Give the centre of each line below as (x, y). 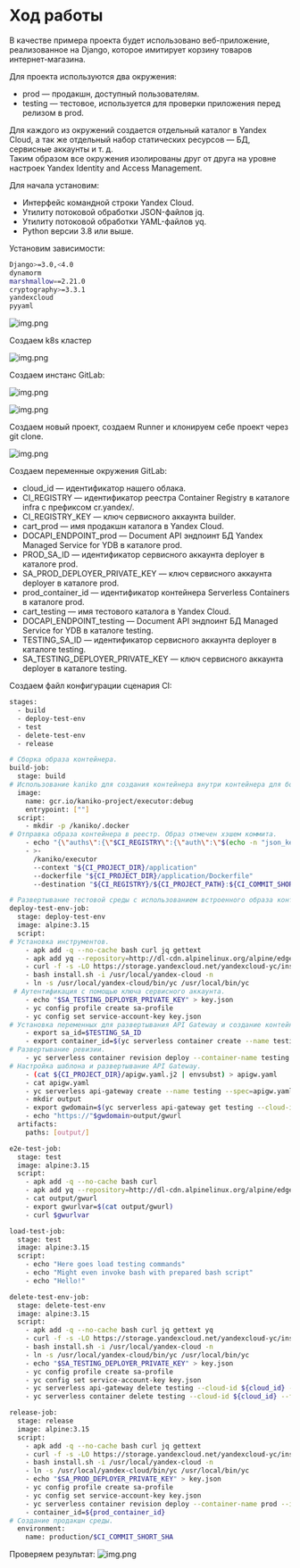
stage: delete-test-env (61, 1305)
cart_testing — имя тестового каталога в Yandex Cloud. (126, 611)
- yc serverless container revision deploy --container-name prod (151, 1504)
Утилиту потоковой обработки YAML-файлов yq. (114, 221)
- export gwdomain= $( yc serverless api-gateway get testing (139, 1108)
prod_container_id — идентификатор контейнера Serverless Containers (156, 593)
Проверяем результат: (52, 1555)
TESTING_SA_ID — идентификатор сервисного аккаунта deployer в (149, 640)
